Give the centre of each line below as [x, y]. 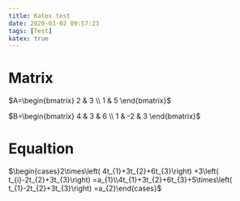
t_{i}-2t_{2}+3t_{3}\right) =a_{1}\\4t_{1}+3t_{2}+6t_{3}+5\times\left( [120, 180]
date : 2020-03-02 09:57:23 [54, 23]
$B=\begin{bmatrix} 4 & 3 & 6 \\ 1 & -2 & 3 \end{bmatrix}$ [105, 116]
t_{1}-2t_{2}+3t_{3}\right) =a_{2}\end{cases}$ [85, 188]
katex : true [28, 38]
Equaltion [41, 149]
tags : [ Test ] [30, 31]
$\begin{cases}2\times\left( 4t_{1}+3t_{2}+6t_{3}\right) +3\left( [114, 171]
